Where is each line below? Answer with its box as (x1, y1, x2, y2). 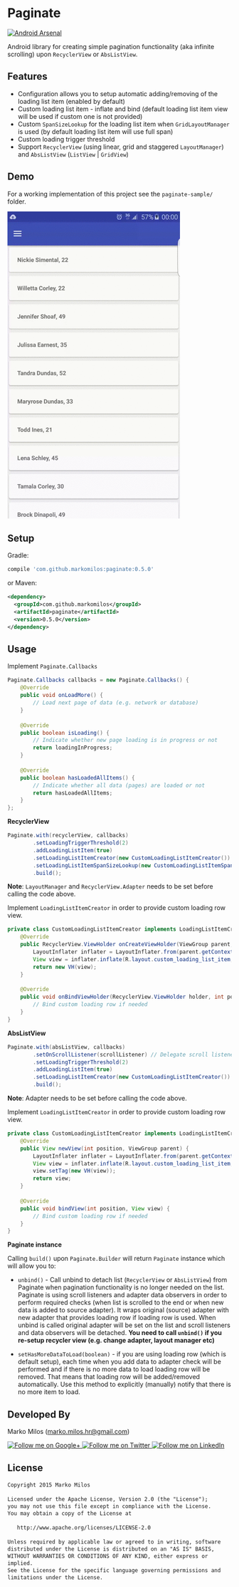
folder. (7, 197, 26, 206)
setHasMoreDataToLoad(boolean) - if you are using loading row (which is (17, 1350, 226, 1358)
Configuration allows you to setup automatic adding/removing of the (17, 89, 218, 98)
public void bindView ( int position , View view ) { (20, 1205, 171, 1212)
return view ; (33, 1175, 72, 1183)
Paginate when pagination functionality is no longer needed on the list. (17, 1283, 225, 1292)
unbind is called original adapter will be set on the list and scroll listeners (17, 1321, 231, 1329)
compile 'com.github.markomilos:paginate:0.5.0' (7, 566, 154, 573)
